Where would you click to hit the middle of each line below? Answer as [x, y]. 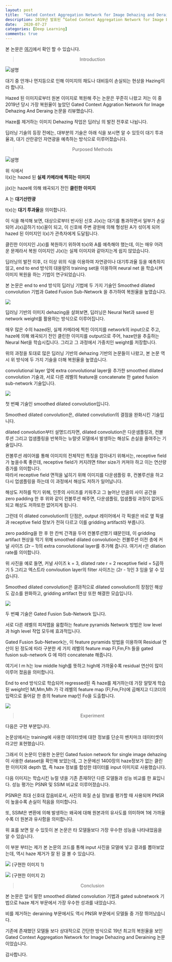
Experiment [92, 716]
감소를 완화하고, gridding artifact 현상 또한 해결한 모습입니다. [72, 593]
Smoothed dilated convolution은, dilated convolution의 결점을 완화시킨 [78, 415]
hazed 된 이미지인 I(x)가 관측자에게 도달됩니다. [52, 233]
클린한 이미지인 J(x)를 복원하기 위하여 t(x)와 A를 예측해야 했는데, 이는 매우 [79, 244]
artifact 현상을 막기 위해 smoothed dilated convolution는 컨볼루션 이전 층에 [81, 539]
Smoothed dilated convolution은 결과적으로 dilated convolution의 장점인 [79, 587]
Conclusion [92, 886]
